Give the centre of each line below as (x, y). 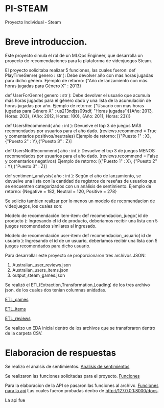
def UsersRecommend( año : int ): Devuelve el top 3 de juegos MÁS (73, 125)
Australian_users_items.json (40, 270)
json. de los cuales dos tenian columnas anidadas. (56, 290)
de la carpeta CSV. (24, 333)
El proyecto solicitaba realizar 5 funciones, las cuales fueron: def (70, 70)
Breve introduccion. (46, 42)
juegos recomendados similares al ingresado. (51, 226)
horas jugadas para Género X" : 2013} (43, 86)
